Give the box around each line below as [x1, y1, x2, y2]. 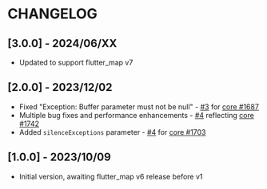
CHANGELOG [7, 5, 98, 23]
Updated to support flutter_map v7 [18, 57, 133, 67]
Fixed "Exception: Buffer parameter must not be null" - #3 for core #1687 [18, 101, 259, 112]
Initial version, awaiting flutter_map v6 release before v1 [18, 171, 203, 181]
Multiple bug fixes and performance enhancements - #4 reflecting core [18, 110, 255, 120]
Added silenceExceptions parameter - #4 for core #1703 [18, 127, 206, 136]
